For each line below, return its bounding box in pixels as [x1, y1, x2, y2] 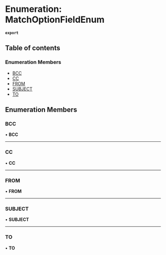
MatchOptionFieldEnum [5, 14, 105, 25]
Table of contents [5, 44, 60, 53]
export [5, 30, 19, 35]
